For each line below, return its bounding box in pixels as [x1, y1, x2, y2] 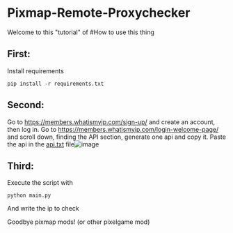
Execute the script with [7, 179, 73, 187]
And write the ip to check [7, 204, 79, 213]
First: [7, 48, 31, 60]
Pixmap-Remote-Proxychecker [7, 5, 191, 21]
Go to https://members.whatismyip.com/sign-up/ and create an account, [7, 117, 216, 126]
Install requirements [7, 66, 64, 75]
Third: [7, 160, 35, 172]
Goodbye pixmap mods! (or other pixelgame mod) [7, 218, 150, 226]
